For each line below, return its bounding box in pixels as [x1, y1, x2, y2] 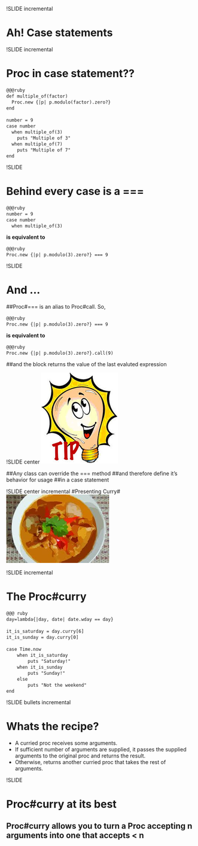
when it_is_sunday [17, 664, 63, 670]
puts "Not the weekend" [28, 682, 87, 688]
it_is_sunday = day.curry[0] [6, 634, 79, 640]
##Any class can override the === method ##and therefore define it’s [6, 470, 178, 477]
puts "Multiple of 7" [17, 147, 71, 153]
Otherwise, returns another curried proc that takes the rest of [14, 758, 166, 765]
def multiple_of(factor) [6, 93, 68, 99]
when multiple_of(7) [11, 141, 63, 147]
